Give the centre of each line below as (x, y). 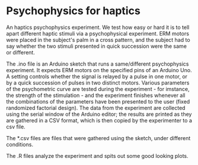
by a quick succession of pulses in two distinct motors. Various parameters (98, 82)
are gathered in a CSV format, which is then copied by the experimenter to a (99, 120)
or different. (21, 52)
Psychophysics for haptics (73, 11)
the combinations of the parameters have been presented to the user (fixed (98, 101)
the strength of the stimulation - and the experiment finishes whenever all (96, 95)
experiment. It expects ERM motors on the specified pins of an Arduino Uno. (99, 70)
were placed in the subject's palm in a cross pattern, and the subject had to (98, 40)
